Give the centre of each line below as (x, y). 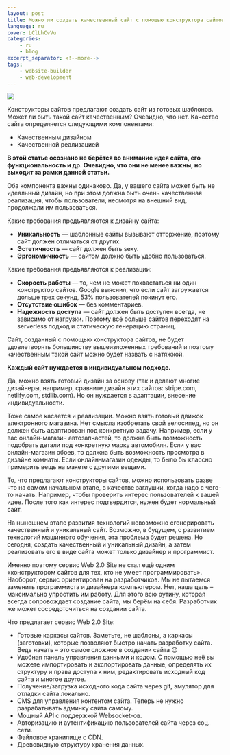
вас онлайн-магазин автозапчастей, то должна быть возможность (105, 438)
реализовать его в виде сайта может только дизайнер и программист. (111, 552)
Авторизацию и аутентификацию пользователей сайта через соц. (113, 723)
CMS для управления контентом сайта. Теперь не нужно (100, 701)
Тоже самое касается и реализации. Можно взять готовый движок (105, 416)
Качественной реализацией (58, 145)
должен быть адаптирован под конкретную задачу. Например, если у (110, 431)
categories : (24, 39)
